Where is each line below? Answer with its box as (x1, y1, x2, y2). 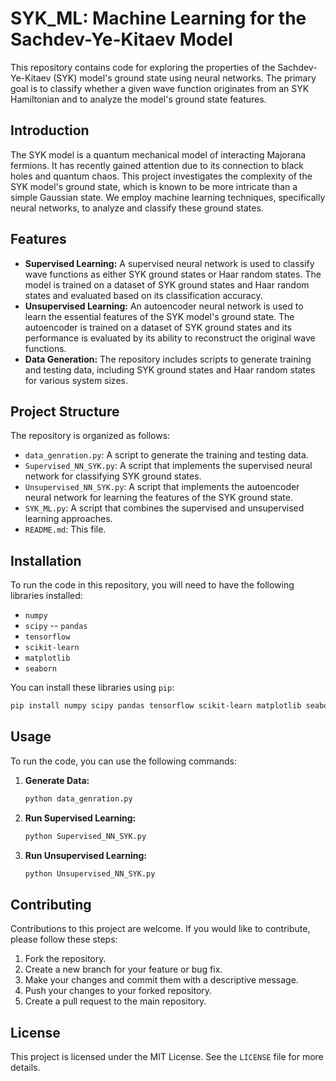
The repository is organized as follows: (10, 430, 171, 442)
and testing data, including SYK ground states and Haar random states (24, 363, 316, 376)
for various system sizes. (24, 374, 128, 386)
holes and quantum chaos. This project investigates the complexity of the (10, 170, 313, 182)
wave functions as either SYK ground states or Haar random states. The (24, 268, 322, 280)
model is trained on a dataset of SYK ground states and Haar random (24, 278, 310, 291)
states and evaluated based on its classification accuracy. (24, 289, 263, 301)
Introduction (10, 122, 90, 139)
